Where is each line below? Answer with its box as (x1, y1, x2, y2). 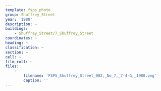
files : (5, 64, 19, 69)
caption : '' (23, 78, 49, 83)
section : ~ (5, 50, 28, 55)
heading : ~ (5, 40, 28, 45)
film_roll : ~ (5, 59, 33, 64)
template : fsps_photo (5, 7, 51, 13)
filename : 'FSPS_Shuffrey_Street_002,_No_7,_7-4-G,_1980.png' (23, 73, 157, 78)
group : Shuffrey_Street (5, 12, 56, 17)
